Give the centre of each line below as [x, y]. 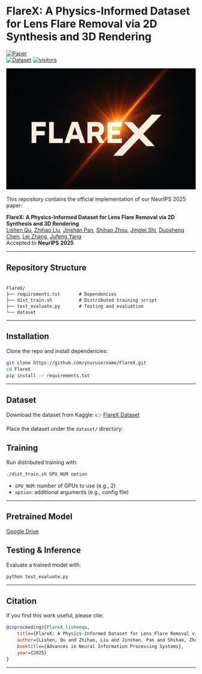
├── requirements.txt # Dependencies [62, 294]
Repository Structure [47, 268]
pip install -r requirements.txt [48, 375]
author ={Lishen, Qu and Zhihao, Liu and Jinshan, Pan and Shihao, [102, 640]
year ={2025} [32, 653]
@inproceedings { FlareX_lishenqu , [48, 628]
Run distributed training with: [42, 462]
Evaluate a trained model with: [44, 565]
